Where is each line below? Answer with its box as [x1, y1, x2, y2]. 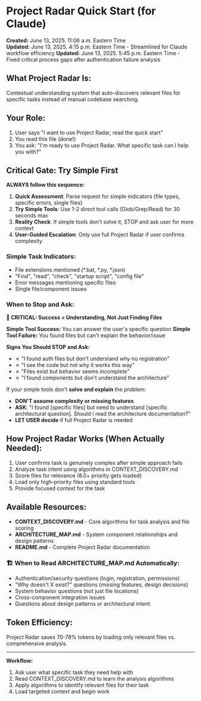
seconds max [14, 212, 48, 219]
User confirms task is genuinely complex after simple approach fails [14, 459, 183, 466]
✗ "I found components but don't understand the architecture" [14, 374, 169, 381]
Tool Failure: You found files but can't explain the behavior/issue [6, 332, 166, 339]
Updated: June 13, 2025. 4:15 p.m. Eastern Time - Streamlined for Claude [6, 43, 187, 50]
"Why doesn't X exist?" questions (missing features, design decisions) [14, 580, 188, 588]
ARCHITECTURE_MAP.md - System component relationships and [14, 531, 178, 538]
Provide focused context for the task [14, 485, 105, 492]
